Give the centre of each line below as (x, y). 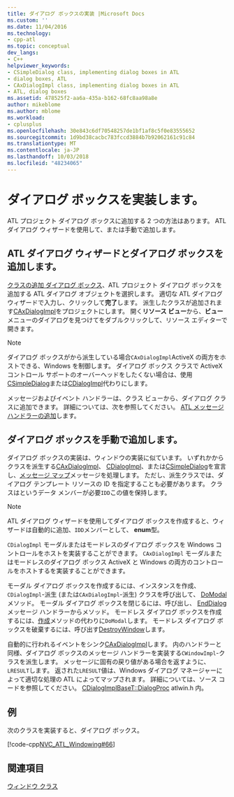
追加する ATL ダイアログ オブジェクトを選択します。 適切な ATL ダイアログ (115, 294)
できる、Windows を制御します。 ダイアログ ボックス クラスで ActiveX (121, 366)
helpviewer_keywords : (39, 66)
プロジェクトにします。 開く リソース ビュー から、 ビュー (142, 311)
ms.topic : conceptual (39, 46)
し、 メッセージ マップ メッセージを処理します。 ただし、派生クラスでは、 (112, 475)
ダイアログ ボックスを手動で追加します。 (95, 439)
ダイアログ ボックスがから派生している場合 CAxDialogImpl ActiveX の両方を (114, 357)
